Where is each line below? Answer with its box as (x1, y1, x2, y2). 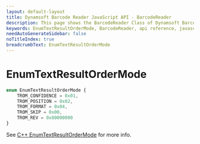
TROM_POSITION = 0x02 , (17, 98, 73, 104)
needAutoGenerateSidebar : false (6, 31, 86, 37)
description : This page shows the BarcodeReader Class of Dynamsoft (6, 20, 180, 26)
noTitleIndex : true (6, 36, 55, 42)
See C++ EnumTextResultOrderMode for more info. (6, 131, 132, 138)
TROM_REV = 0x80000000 (17, 115, 73, 121)
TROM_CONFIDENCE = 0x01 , (17, 93, 79, 99)
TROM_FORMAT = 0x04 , (17, 104, 68, 110)
